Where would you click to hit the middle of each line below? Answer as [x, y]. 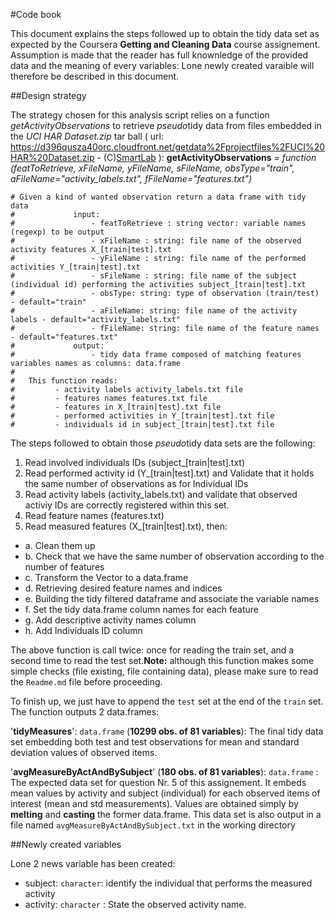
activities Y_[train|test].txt [75, 267]
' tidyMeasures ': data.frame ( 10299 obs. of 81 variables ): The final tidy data [167, 731]
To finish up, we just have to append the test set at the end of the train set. [167, 701]
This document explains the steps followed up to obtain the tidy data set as [165, 33]
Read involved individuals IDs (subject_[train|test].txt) [135, 462]
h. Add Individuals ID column [83, 630]
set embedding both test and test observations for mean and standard [155, 742]
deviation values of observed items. [84, 752]
